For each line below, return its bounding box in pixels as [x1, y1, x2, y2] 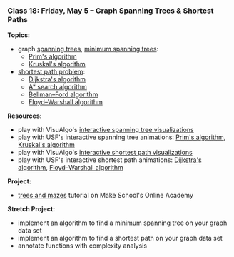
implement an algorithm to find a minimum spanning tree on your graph [17, 218, 228, 227]
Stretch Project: [7, 205, 56, 213]
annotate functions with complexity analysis [17, 241, 148, 250]
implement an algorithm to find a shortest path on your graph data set [17, 234, 223, 243]
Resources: [7, 111, 42, 120]
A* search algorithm [28, 83, 88, 91]
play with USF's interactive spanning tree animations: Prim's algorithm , [17, 133, 226, 141]
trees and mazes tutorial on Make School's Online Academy [17, 191, 194, 200]
